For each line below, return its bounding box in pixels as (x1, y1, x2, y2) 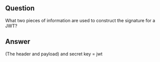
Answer (5, 37, 31, 46)
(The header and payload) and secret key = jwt (5, 50, 103, 57)
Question (5, 4, 35, 13)
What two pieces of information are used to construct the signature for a (5, 17, 155, 23)
